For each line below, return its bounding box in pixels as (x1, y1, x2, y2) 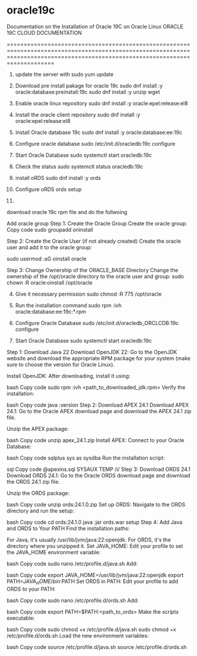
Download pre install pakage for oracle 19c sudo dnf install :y (15, 82, 163, 89)
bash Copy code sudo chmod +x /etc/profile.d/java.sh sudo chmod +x (6, 625, 176, 632)
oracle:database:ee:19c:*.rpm (15, 308, 87, 315)
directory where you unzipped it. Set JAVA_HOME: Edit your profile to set (6, 542, 184, 550)
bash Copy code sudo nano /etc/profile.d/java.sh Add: (6, 560, 138, 567)
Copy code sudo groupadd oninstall (6, 226, 93, 233)
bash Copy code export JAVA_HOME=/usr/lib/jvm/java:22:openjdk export (6, 571, 184, 578)
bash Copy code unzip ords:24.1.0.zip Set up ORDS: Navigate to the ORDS (6, 501, 186, 508)
